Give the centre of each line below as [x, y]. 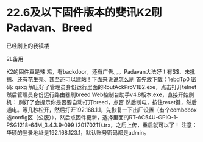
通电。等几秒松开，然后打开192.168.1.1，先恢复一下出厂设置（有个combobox [101, 110]
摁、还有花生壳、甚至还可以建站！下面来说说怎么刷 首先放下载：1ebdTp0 [98, 79]
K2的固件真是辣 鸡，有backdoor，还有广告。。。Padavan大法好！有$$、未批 [101, 71]
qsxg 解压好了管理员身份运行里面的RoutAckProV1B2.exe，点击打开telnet [105, 87]
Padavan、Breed [49, 28]
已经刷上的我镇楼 [28, 46]
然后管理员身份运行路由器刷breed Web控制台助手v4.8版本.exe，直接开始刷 [100, 94]
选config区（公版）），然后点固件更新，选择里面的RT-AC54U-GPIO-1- [92, 117]
